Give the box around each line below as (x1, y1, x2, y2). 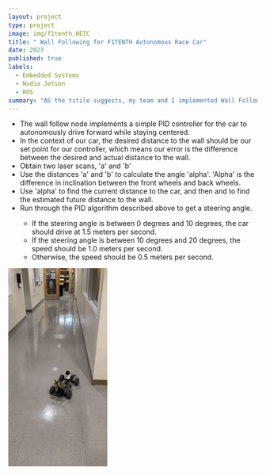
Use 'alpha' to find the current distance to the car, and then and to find (19, 186, 250, 196)
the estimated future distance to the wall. (19, 195, 154, 205)
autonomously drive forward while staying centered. (19, 128, 190, 137)
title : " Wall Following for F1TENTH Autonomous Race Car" (8, 38, 207, 46)
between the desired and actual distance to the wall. (19, 153, 191, 163)
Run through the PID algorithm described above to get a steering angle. (19, 203, 253, 213)
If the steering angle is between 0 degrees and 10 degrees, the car (31, 219, 249, 228)
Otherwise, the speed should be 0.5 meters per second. (31, 252, 214, 262)
